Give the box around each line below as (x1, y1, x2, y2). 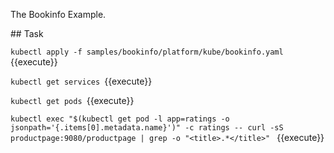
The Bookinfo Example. (10, 9, 107, 20)
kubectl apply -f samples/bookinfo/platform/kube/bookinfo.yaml (10, 47, 284, 57)
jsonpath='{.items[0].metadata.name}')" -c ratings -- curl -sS (10, 123, 284, 133)
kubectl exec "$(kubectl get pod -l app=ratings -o (10, 114, 230, 124)
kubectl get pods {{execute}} (10, 95, 135, 106)
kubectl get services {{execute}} (10, 75, 153, 87)
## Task (10, 28, 44, 39)
